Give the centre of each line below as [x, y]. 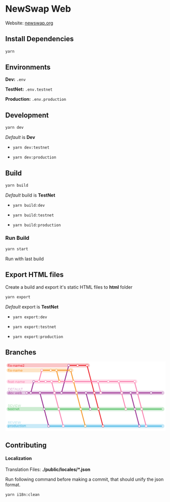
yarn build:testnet [33, 215]
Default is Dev [20, 137]
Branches [21, 353]
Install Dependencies [39, 39]
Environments [28, 67]
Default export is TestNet [32, 306]
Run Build [17, 238]
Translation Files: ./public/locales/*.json [48, 469]
